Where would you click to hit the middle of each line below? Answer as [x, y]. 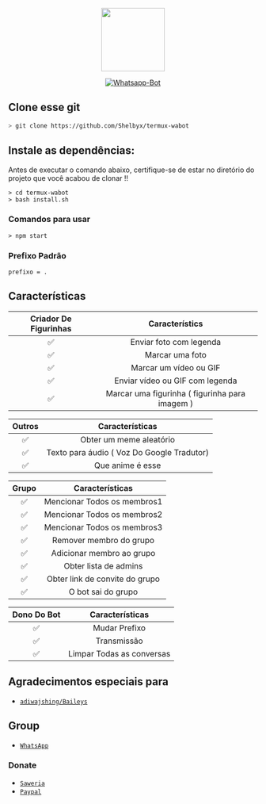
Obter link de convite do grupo [103, 579]
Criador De [51, 319]
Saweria [32, 783]
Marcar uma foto [176, 354]
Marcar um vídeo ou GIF [175, 367]
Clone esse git [44, 107]
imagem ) [176, 403]
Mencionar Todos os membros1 [103, 501]
